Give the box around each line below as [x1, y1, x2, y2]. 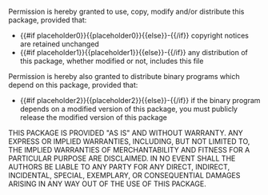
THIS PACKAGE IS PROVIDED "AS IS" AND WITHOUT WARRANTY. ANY [8, 128, 244, 137]
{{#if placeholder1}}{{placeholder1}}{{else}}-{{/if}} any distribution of [19, 48, 248, 57]
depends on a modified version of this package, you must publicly [19, 104, 238, 113]
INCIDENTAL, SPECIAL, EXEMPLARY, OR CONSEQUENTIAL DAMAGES [8, 171, 241, 180]
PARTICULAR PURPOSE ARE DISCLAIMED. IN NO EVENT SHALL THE [8, 153, 236, 163]
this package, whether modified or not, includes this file [19, 56, 204, 66]
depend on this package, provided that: [8, 80, 138, 90]
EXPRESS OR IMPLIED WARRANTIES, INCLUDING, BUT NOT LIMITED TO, [8, 137, 250, 146]
